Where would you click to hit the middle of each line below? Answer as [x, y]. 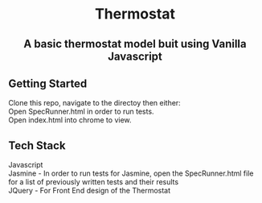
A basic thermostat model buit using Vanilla [135, 44]
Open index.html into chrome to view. [70, 120]
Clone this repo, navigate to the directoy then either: [94, 103]
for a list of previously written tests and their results [94, 182]
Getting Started [48, 83]
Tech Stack [37, 145]
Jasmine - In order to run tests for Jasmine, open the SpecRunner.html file [131, 173]
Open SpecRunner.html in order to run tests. [81, 112]
